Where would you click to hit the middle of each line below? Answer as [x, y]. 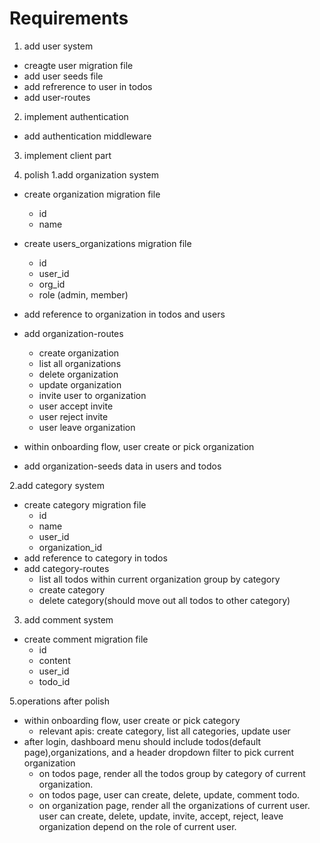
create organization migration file [92, 194]
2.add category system [57, 485]
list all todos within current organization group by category [159, 579]
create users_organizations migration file [107, 243]
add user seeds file [63, 76]
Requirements [69, 18]
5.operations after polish [59, 701]
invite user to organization [92, 395]
